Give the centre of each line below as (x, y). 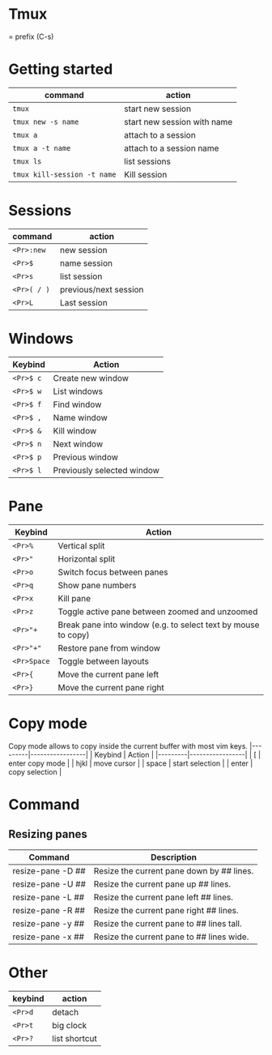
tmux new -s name (46, 122)
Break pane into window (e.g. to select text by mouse (159, 625)
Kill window (75, 430)
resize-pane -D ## (49, 870)
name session (86, 263)
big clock (70, 1025)
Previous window (86, 457)
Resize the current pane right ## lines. (166, 910)
